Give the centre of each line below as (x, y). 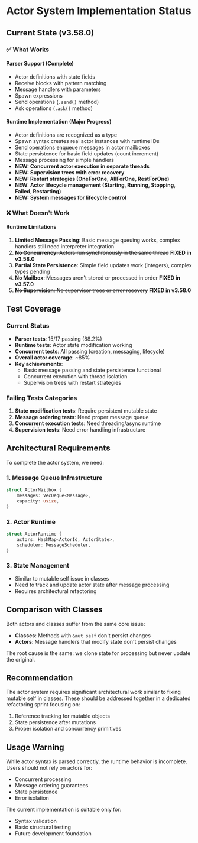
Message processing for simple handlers (64, 160)
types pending (32, 272)
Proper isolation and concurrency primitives (68, 729)
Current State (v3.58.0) (50, 33)
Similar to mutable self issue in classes (62, 578)
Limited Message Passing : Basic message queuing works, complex (97, 240)
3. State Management (38, 566)
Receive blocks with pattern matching (61, 83)
